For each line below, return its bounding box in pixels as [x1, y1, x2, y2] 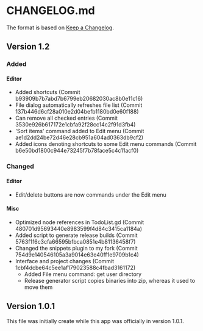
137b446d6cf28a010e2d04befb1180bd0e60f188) [15, 108, 139, 115]
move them [24, 283, 53, 291]
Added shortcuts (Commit [15, 89, 80, 96]
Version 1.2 [6, 42, 50, 52]
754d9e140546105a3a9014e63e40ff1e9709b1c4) [15, 251, 139, 258]
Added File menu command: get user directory [24, 270, 142, 278]
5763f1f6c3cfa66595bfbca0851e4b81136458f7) [15, 238, 136, 245]
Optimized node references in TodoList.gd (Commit [15, 218, 144, 226]
